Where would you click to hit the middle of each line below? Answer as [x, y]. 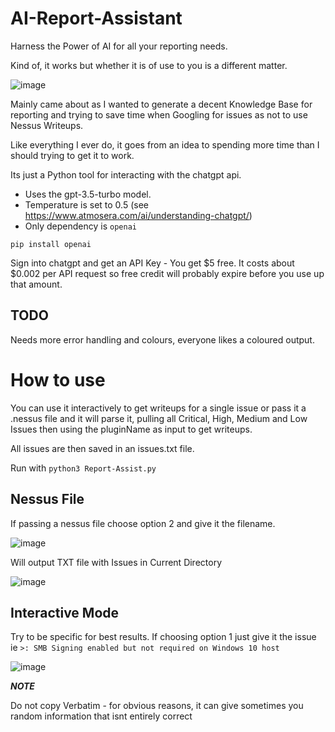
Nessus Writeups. [47, 125]
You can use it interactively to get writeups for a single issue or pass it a [158, 408]
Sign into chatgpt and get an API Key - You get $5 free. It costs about [152, 263]
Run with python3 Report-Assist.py [83, 468]
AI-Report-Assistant [96, 18]
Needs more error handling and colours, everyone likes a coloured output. [162, 339]
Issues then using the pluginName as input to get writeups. [131, 429]
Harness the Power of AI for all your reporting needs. [119, 46]
